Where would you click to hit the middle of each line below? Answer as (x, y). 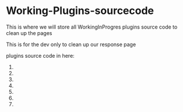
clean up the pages (29, 33)
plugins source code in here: (40, 55)
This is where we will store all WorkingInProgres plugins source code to (92, 27)
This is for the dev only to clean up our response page (71, 44)
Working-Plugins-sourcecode (80, 11)
